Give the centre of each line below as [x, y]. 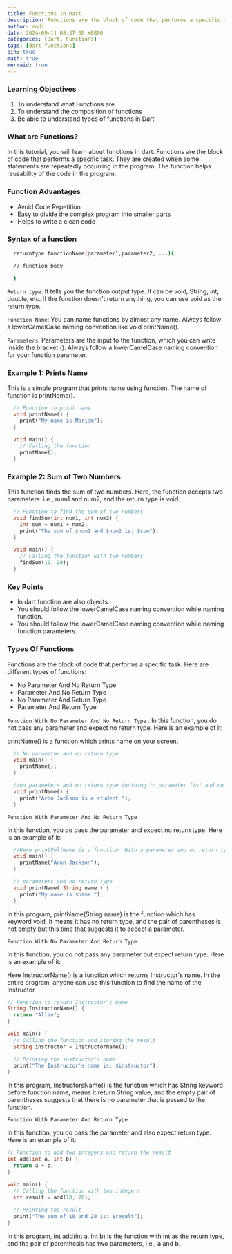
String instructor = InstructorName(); [71, 1047]
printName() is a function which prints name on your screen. [93, 741]
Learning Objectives [42, 89]
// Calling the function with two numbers [81, 557]
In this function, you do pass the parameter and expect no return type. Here [115, 830]
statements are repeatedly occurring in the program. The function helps [109, 166]
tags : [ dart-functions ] [41, 46]
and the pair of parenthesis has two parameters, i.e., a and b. [94, 1243]
